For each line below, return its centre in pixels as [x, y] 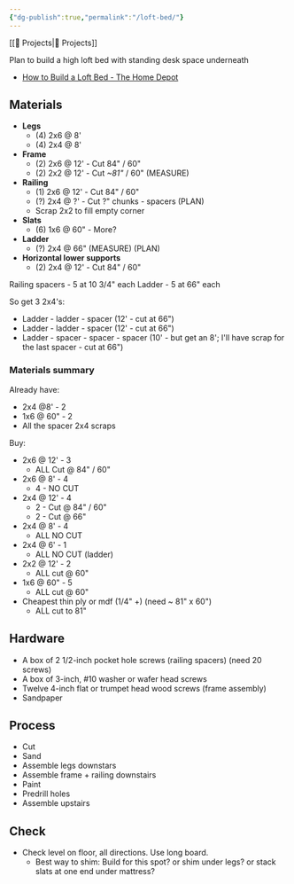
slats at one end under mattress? [95, 872]
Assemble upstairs [56, 803]
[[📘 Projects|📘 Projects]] [53, 43]
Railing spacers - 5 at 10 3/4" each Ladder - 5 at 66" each [115, 285]
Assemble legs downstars [69, 766]
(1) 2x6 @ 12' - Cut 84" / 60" [87, 192]
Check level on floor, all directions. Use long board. [115, 853]
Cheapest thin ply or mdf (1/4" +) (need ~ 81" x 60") [117, 601]
